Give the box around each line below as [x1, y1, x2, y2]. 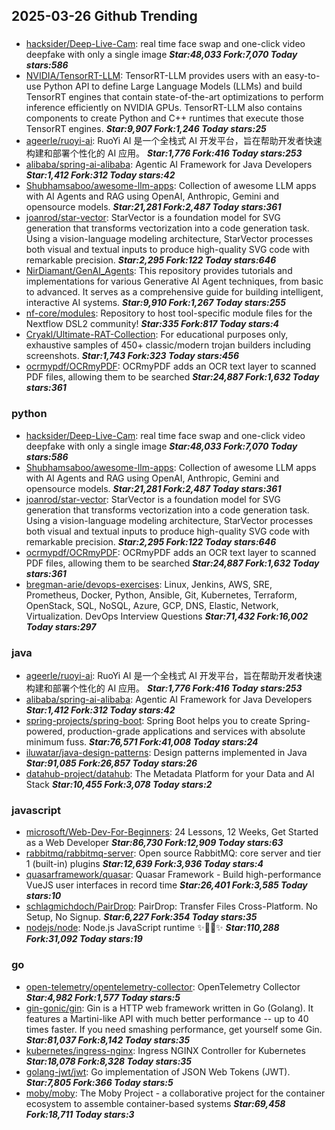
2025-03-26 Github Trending [11, 8, 198, 25]
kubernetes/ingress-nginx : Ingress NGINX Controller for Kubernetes [25, 1044, 306, 1056]
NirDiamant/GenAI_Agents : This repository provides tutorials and [25, 265, 293, 277]
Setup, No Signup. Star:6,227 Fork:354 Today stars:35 [25, 911, 258, 923]
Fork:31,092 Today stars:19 [25, 933, 143, 945]
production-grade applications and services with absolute [67, 725, 306, 737]
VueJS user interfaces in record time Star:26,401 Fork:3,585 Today [25, 879, 308, 891]
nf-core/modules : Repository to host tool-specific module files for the [25, 307, 313, 319]
